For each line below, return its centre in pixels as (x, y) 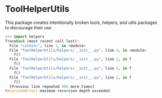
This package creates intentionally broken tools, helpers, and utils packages (81, 22)
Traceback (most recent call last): (42, 41)
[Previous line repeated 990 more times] (52, 86)
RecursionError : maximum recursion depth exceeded (57, 91)
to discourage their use (28, 27)
